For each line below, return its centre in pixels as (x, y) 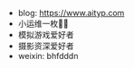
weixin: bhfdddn (48, 56)
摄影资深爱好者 (46, 46)
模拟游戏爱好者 (46, 34)
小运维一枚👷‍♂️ (43, 23)
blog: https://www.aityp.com (71, 13)
